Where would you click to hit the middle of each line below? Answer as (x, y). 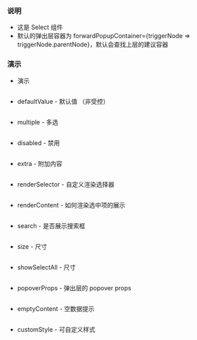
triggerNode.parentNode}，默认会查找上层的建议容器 (93, 45)
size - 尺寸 (32, 246)
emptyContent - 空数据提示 (56, 308)
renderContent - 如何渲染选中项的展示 (71, 205)
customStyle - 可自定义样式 (56, 329)
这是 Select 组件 (40, 27)
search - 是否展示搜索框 (51, 225)
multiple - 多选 (38, 122)
